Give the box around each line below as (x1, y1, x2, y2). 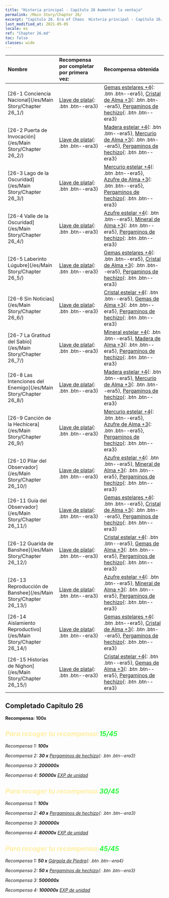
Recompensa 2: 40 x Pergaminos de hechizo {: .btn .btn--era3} (5, 810, 136, 816)
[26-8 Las (8, 372, 33, 379)
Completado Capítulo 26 (5, 702, 83, 710)
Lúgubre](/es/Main (8, 261, 53, 269)
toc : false (5, 36, 28, 41)
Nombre (8, 66, 28, 73)
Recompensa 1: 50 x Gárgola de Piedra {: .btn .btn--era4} (5, 858, 124, 864)
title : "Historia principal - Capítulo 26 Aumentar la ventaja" (5, 7, 143, 13)
